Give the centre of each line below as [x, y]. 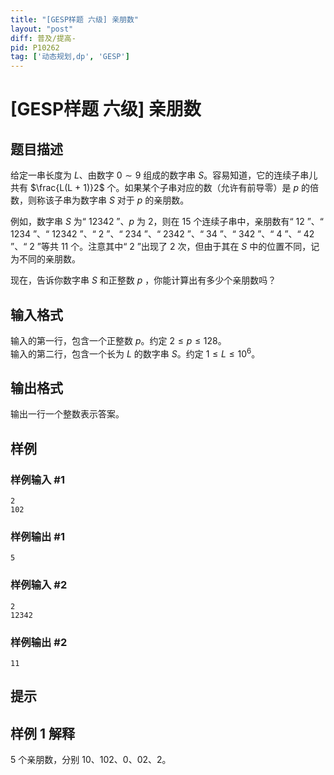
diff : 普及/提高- [43, 38]
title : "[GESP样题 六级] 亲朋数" [74, 19]
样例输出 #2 [39, 642]
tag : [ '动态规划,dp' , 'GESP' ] [70, 57]
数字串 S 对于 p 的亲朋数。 [134, 200]
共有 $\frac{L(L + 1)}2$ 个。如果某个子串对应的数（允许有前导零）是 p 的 [160, 188]
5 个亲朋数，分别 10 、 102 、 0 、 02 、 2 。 [91, 760]
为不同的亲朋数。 [45, 259]
